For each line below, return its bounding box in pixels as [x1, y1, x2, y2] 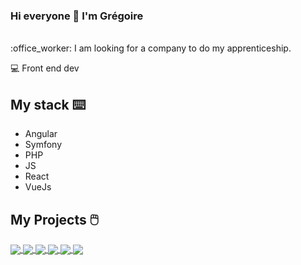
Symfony [24, 139, 63, 151]
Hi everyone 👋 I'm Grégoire [10, 9, 144, 23]
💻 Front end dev [10, 62, 80, 74]
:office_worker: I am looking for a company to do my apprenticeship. [10, 42, 292, 54]
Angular [24, 128, 58, 140]
